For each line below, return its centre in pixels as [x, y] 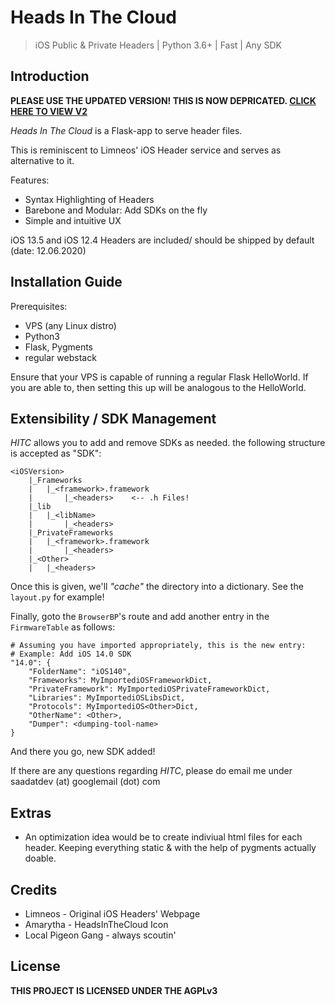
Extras [31, 812]
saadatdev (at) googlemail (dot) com [85, 782]
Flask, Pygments [59, 347]
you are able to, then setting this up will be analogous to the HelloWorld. [158, 387]
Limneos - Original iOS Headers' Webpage [112, 914]
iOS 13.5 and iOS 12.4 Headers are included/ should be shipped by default [162, 240]
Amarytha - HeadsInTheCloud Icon [96, 924]
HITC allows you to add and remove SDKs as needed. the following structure [168, 443]
